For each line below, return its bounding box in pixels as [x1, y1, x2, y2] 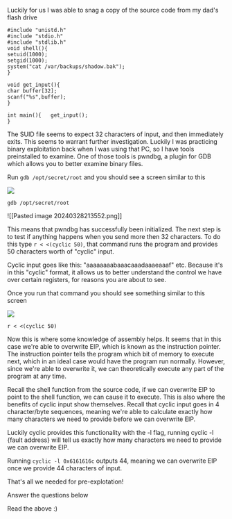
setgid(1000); [7, 57, 48, 64]
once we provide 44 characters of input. [7, 464, 123, 472]
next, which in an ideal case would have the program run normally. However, [7, 357, 225, 365]
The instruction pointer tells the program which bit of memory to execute [7, 350, 215, 358]
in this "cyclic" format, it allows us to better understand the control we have [7, 268, 222, 277]
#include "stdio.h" [7, 33, 64, 40]
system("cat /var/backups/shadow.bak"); [7, 63, 126, 70]
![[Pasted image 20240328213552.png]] [7, 212, 123, 220]
